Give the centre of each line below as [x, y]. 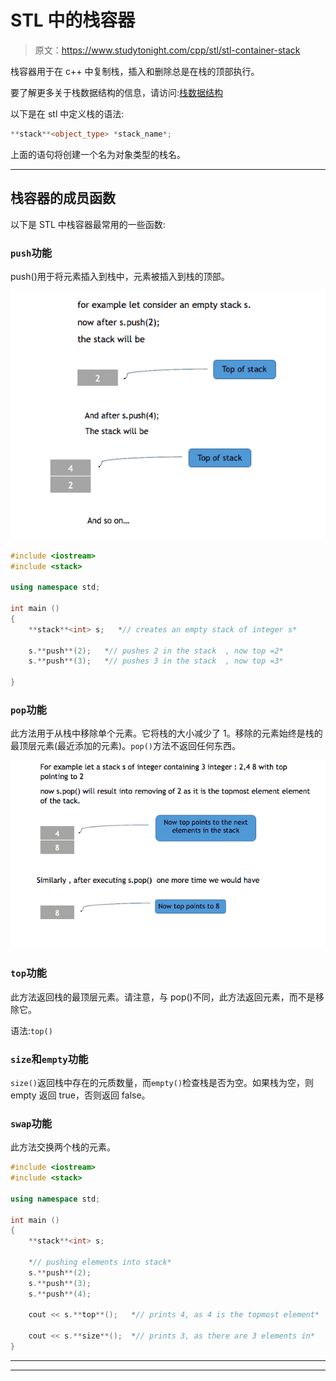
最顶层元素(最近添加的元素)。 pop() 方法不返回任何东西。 [126, 746]
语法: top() [31, 1030]
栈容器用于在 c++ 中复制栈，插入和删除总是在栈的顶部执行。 [135, 71]
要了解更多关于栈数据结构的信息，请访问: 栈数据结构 [117, 92]
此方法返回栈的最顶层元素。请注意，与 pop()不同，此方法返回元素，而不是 [163, 997]
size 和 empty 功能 [49, 1059]
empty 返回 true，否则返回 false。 [80, 1095]
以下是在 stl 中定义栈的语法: [67, 113]
